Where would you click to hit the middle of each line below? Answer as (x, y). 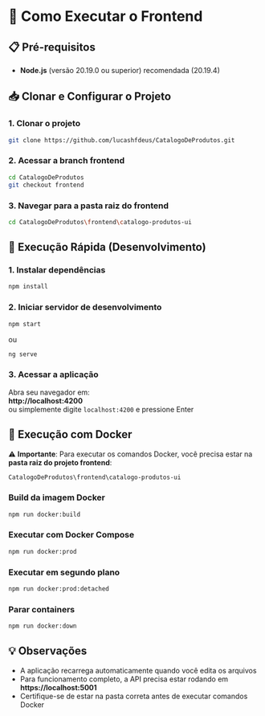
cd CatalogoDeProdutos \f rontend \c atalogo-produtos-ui (100, 222)
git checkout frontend (46, 185)
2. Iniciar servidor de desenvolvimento (85, 307)
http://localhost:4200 (45, 400)
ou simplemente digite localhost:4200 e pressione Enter (101, 409)
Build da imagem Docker (57, 497)
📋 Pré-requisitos (52, 47)
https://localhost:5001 (59, 687)
